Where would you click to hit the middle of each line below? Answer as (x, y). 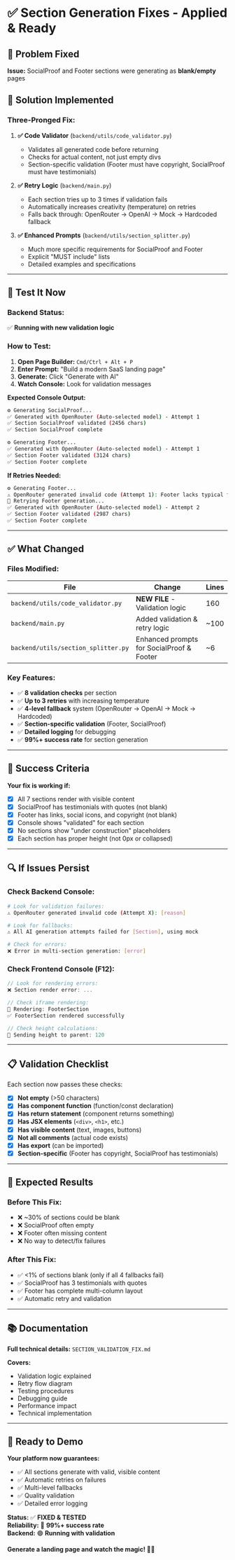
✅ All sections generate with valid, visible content (89, 1472)
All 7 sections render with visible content (76, 799)
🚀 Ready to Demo (45, 1441)
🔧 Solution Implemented (60, 100)
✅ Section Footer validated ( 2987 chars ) (69, 514)
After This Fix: (32, 1260)
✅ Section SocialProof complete (55, 430)
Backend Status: (36, 312)
